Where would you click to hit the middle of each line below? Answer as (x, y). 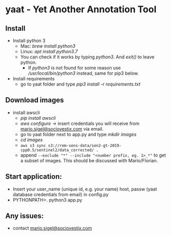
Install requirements (34, 79)
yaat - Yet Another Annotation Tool (81, 9)
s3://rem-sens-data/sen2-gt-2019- (85, 145)
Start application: (34, 177)
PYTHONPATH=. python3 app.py (47, 200)
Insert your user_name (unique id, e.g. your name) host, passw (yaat (85, 189)
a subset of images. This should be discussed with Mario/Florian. (89, 160)
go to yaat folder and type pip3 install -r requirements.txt (80, 84)
